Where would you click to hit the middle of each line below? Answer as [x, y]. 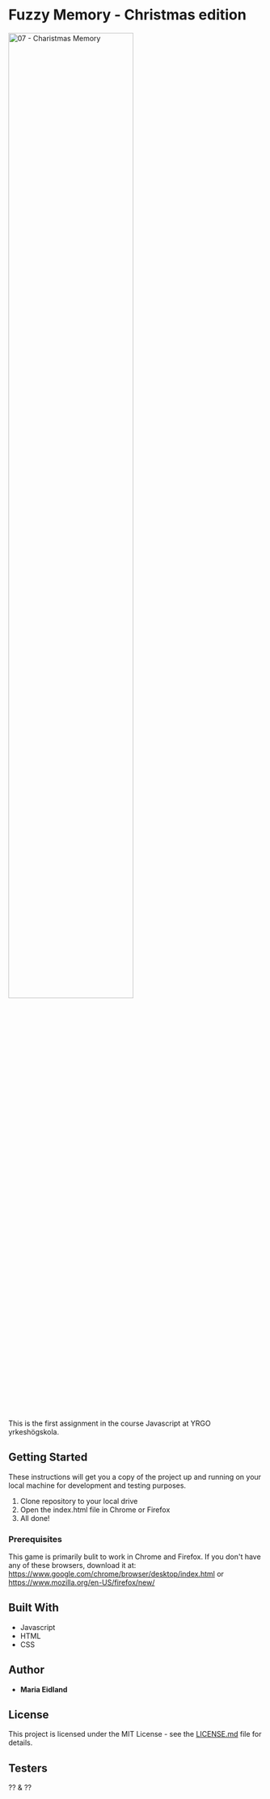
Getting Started [48, 1458]
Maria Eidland [44, 1689]
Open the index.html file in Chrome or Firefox [95, 1510]
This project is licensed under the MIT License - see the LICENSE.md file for [135, 1734]
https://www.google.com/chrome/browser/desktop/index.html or [116, 1574]
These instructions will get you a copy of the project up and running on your [135, 1477]
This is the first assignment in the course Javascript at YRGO [110, 1423]
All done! [35, 1518]
